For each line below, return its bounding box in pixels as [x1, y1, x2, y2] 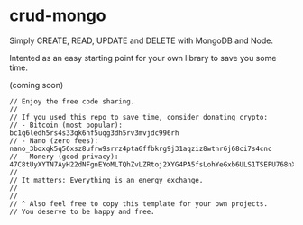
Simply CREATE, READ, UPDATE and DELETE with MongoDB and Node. [9, 35, 273, 46]
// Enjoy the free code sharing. [9, 96, 135, 106]
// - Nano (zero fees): [9, 136, 99, 145]
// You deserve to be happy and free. [9, 207, 155, 216]
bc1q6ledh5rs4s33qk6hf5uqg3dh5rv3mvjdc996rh [9, 128, 179, 138]
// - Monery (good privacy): [9, 152, 119, 161]
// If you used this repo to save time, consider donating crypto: [9, 112, 269, 121]
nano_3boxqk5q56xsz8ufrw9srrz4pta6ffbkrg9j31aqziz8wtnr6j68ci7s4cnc [9, 144, 272, 153]
